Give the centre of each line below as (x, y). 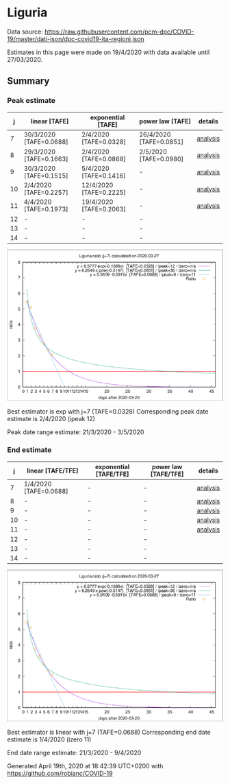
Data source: (25, 32)
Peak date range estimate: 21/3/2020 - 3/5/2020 (76, 432)
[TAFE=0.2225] (104, 193)
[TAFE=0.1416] (104, 176)
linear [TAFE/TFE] (53, 471)
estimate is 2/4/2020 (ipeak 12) (51, 419)
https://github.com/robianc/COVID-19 (60, 773)
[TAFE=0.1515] (46, 176)
